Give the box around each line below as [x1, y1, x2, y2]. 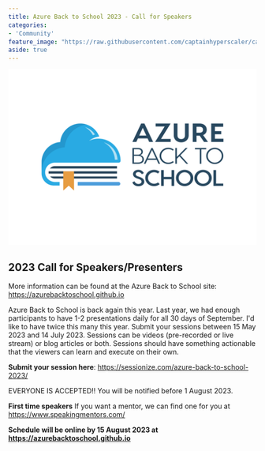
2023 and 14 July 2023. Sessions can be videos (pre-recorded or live [8, 330, 234, 340]
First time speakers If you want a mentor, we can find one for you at [8, 401, 230, 411]
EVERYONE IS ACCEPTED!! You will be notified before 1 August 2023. [8, 386, 233, 396]
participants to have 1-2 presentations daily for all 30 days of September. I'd [8, 314, 255, 323]
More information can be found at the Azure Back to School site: [8, 281, 217, 291]
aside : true [8, 46, 47, 54]
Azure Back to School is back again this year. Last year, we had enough [8, 305, 241, 315]
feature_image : [8, 38, 58, 46]
